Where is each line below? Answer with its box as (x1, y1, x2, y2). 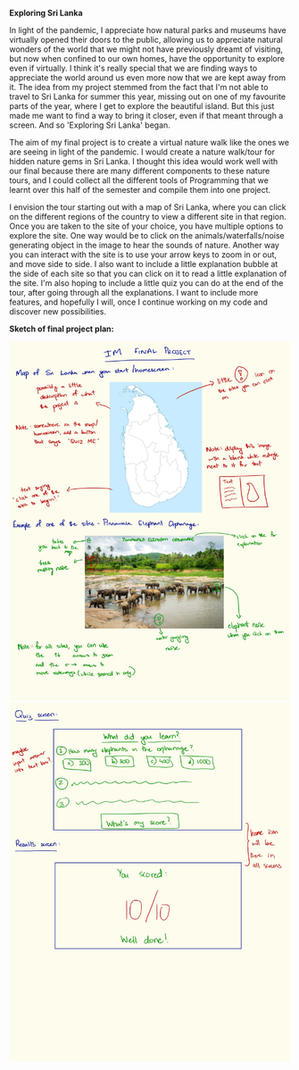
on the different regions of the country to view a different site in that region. (9, 212, 287, 222)
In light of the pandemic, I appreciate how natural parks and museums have (9, 25, 287, 35)
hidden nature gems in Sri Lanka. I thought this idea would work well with (9, 156, 278, 166)
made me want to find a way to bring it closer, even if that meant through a (9, 111, 284, 121)
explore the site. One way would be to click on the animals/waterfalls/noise (9, 230, 286, 240)
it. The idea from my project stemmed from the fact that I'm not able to (9, 82, 269, 92)
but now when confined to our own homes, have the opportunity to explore (9, 54, 286, 63)
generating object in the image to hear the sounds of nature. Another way (9, 240, 279, 250)
